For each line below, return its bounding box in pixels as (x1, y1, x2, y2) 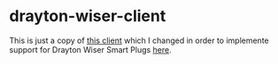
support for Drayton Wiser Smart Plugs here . (9, 44, 173, 54)
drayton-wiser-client (9, 6, 166, 26)
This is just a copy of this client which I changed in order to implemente (9, 35, 269, 46)
